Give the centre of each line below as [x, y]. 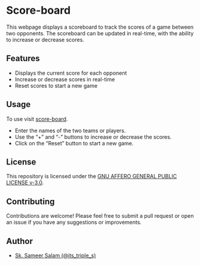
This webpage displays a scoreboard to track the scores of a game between [100, 27]
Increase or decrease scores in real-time [65, 79]
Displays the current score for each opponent [71, 73]
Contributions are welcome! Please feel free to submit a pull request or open [100, 216]
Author [19, 241]
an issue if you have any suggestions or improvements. [74, 223]
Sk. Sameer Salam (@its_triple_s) [55, 255]
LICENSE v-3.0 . [25, 182]
